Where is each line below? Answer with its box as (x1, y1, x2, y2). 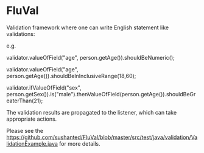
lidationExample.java (6, 140, 58, 147)
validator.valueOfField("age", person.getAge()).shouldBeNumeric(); (6, 54, 175, 61)
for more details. (58, 140, 100, 147)
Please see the (6, 127, 44, 134)
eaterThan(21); (6, 97, 43, 104)
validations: (6, 30, 35, 37)
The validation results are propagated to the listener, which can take (6, 109, 177, 116)
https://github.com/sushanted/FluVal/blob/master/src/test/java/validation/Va (6, 133, 198, 141)
